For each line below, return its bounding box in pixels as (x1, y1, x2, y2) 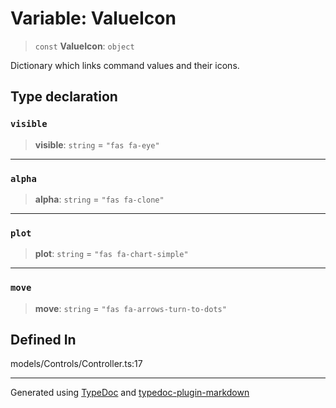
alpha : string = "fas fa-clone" (34, 193, 165, 205)
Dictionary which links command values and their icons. (10, 59, 240, 71)
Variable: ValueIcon (10, 7, 177, 30)
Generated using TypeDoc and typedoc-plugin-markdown (10, 387, 250, 399)
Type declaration (10, 88, 118, 106)
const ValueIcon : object (34, 40, 135, 52)
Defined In (10, 331, 77, 348)
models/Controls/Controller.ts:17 (10, 358, 143, 370)
